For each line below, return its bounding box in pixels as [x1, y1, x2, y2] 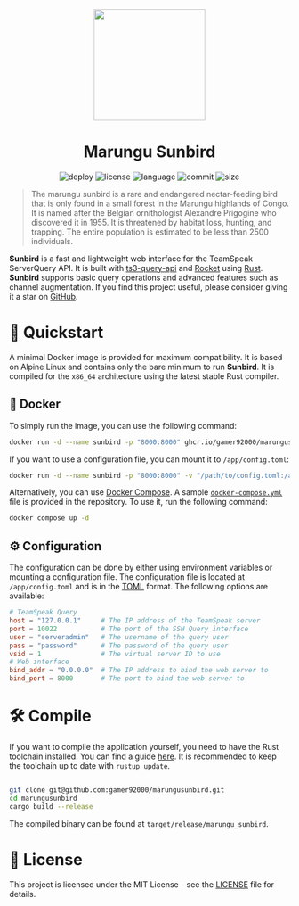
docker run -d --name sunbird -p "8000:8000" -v [9, 471, 193, 480]
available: [9, 590, 44, 601]
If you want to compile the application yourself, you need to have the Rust [9, 741, 279, 752]
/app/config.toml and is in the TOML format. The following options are [9, 581, 269, 592]
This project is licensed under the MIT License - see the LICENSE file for [9, 878, 274, 890]
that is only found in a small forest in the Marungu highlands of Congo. [30, 198, 289, 209]
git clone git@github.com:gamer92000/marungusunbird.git [9, 785, 225, 795]
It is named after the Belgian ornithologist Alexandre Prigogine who [30, 207, 278, 218]
